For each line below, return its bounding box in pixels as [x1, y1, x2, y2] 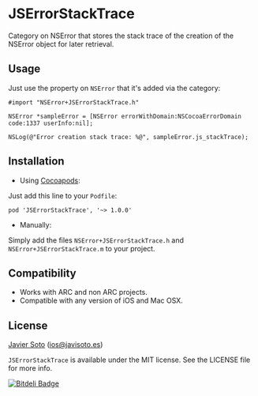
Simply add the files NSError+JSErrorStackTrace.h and [8, 235, 184, 245]
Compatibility [8, 266, 77, 280]
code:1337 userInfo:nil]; [8, 119, 93, 127]
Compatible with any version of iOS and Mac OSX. [19, 296, 183, 305]
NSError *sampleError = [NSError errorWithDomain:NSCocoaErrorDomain [8, 112, 242, 120]
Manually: [19, 220, 52, 229]
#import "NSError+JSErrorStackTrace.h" [8, 98, 140, 107]
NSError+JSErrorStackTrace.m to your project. [8, 243, 155, 253]
